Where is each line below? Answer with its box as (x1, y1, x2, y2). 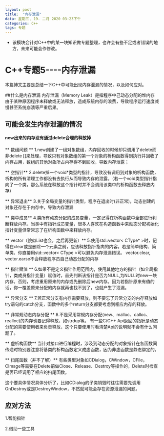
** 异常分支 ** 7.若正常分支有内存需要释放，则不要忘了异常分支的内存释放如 (5, 295, 158, 301)
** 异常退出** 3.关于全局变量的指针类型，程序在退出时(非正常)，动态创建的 (5, 198, 156, 204)
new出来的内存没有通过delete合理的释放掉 (5, 135, 91, 141)
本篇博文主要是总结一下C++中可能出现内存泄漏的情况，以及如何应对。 (5, 82, 146, 88)
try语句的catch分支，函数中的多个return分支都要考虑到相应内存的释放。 (5, 301, 150, 307)
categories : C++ (5, 21, 38, 26)
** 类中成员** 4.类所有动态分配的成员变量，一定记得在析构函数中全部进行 (5, 214, 153, 221)
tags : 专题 (5, 26, 26, 30)
